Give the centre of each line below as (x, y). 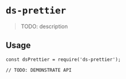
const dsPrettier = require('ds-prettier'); (63, 60)
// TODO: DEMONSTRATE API (39, 70)
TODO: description (44, 26)
